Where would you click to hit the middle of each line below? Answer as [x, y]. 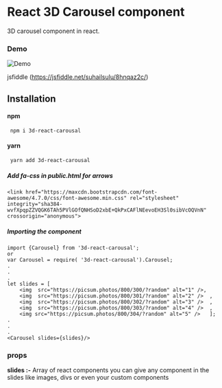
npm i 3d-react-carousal [45, 130]
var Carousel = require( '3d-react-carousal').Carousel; [90, 260]
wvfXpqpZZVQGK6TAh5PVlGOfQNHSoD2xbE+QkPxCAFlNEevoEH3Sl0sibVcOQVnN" [107, 210]
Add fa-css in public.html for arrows [60, 175]
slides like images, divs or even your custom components [88, 378]
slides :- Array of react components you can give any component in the [108, 370]
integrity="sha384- [35, 204]
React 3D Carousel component [96, 12]
